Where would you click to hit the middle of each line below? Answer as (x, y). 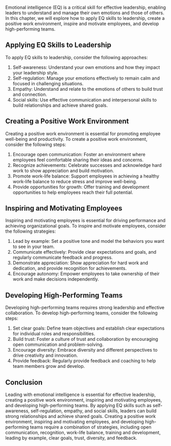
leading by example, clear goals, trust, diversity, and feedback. (71, 438)
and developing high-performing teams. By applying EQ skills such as (79, 406)
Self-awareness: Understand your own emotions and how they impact (86, 67)
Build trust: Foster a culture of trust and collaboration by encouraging (85, 339)
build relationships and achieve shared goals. (60, 105)
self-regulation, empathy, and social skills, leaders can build (93, 411)
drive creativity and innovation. (45, 355)
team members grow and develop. (49, 366)
